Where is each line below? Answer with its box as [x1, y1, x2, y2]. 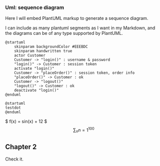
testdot [5, 105, 21, 111]
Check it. [5, 156, 24, 162]
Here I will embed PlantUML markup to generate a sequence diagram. [5, 15, 149, 21]
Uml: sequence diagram [5, 4, 64, 11]
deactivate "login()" [14, 88, 59, 93]
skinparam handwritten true [14, 49, 72, 54]
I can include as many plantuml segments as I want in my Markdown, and [5, 25, 156, 31]
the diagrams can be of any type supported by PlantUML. [5, 30, 123, 36]
